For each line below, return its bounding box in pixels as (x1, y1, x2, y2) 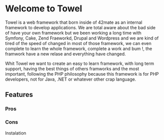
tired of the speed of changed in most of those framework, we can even (5, 40, 152, 46)
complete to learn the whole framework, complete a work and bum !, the (5, 46, 152, 51)
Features (5, 91, 33, 99)
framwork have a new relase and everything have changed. (5, 50, 126, 57)
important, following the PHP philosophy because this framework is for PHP (5, 71, 159, 77)
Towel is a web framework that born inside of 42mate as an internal (5, 19, 142, 25)
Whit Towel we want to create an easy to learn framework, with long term (5, 60, 154, 66)
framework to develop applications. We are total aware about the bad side (5, 24, 156, 30)
